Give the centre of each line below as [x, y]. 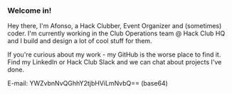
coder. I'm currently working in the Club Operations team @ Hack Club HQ [116, 33]
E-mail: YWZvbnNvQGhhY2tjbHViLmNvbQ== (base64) [88, 83]
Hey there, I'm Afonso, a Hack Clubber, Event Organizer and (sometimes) [115, 26]
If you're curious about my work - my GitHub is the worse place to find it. [114, 54]
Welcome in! [30, 11]
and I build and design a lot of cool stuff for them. [80, 41]
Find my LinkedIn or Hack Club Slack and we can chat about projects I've [115, 62]
